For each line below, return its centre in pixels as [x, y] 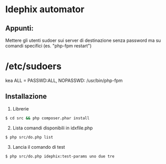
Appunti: [20, 28]
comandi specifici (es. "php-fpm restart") [48, 46]
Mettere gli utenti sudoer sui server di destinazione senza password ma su [83, 40]
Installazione [26, 97]
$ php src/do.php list [29, 137]
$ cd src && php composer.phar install [47, 118]
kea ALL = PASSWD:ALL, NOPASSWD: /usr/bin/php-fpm [64, 80]
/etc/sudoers [34, 66]
